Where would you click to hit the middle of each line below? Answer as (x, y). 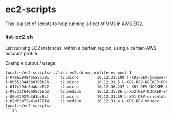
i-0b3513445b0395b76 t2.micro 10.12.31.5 (63, 82)
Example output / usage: (31, 63)
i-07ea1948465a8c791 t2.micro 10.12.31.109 (65, 78)
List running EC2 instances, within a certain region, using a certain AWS (81, 48)
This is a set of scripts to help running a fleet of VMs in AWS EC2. (74, 24)
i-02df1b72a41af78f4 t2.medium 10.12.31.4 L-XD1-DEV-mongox (82, 101)
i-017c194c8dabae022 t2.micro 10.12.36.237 (65, 87)
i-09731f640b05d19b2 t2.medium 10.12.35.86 (64, 91)
